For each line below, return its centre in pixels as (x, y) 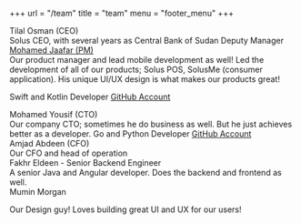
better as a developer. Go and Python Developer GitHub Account (130, 134)
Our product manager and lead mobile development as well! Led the (137, 60)
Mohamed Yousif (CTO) (54, 114)
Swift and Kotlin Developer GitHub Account (90, 97)
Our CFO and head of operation (69, 153)
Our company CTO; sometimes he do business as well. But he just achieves (151, 124)
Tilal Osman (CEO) (44, 31)
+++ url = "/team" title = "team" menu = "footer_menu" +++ (122, 13)
